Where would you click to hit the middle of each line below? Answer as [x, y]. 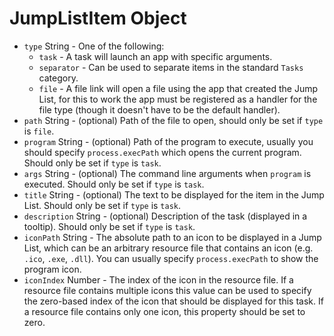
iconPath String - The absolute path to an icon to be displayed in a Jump [172, 237]
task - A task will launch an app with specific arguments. [155, 56]
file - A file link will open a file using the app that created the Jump [178, 88]
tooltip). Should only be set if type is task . [109, 226]
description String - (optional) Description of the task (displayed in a [165, 216]
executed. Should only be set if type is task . [114, 184]
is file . [39, 131]
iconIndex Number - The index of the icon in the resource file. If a [158, 279]
